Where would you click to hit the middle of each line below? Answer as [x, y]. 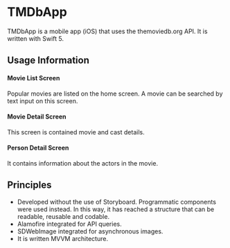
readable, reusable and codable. [63, 216]
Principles [29, 185]
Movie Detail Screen [37, 117]
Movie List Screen [34, 78]
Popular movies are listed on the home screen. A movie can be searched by [115, 94]
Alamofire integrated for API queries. [70, 224]
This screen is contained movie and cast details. [76, 132]
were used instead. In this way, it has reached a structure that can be [116, 209]
